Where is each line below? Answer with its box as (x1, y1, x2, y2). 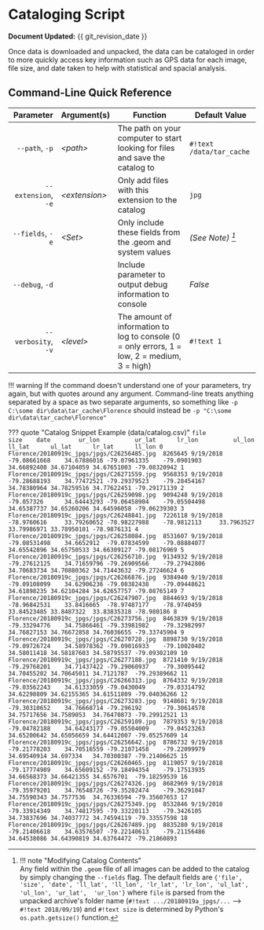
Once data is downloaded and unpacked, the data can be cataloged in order (8, 46, 255, 56)
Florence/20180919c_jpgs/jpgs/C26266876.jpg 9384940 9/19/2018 (8, 573, 223, 581)
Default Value (194, 109, 247, 120)
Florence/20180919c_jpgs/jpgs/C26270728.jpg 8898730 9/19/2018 (8, 635, 223, 643)
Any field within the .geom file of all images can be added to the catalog (19, 864, 250, 873)
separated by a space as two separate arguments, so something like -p (8, 397, 238, 406)
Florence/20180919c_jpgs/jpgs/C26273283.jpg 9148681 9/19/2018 (8, 697, 223, 705)
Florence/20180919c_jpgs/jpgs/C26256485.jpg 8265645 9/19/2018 (8, 449, 223, 457)
